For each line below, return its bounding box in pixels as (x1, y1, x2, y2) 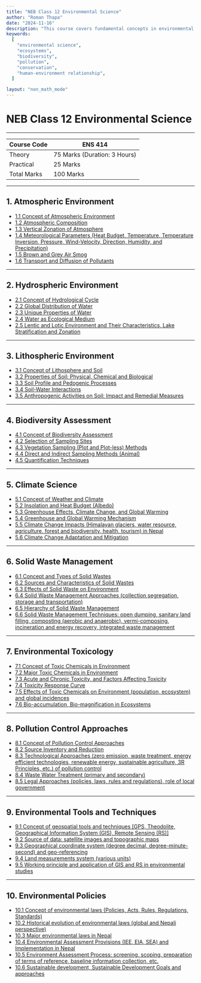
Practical (9, 160, 34, 168)
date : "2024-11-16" (6, 20, 55, 26)
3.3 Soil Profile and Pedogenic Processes (14, 379, 117, 387)
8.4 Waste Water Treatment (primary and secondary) (14, 771, 145, 779)
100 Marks (53, 170, 85, 178)
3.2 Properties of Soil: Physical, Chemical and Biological (14, 373, 153, 381)
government (14, 784, 45, 791)
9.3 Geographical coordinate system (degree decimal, (14, 842, 148, 849)
